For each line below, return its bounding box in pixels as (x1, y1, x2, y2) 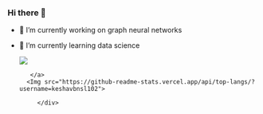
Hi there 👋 (7, 7, 47, 18)
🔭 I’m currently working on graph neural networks (18, 26, 183, 35)
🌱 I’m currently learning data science (18, 41, 140, 50)
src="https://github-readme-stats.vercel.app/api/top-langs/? (44, 78, 256, 86)
